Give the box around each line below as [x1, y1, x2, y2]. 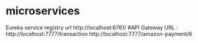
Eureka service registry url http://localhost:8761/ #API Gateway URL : [5, 24, 179, 31]
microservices [5, 4, 80, 18]
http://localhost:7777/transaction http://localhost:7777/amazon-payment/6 [5, 30, 193, 37]
